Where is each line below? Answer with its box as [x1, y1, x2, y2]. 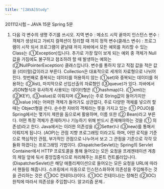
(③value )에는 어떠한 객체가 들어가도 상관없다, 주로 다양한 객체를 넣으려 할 [12, 99, 157, 105]
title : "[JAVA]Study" [5, 7, 49, 12]
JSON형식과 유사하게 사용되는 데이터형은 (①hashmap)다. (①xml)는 [12, 87, 146, 93]
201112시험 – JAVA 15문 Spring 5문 [5, 21, 73, 27]
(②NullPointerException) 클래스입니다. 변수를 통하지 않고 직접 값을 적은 [12, 62, 153, 68]
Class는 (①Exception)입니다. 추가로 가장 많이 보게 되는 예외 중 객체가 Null [12, 50, 157, 56]
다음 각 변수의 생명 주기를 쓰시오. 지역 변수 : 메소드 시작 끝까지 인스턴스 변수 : [12, 31, 160, 37]
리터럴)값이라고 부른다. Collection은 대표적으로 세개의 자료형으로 [19, 68, 143, 74]
